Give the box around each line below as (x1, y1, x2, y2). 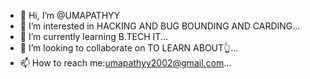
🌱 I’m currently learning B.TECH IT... (19, 31, 168, 42)
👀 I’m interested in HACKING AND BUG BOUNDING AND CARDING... (19, 20, 301, 32)
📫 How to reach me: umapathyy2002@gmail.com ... (19, 57, 232, 69)
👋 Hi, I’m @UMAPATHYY (19, 10, 121, 21)
